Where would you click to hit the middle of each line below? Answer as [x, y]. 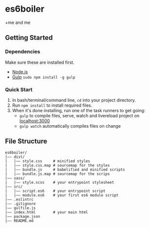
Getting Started [29, 38]
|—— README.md [19, 221]
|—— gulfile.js [20, 208]
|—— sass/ [15, 178]
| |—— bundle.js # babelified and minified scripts [65, 170]
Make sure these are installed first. [40, 62]
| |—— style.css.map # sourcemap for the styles [57, 165]
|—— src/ [14, 187]
